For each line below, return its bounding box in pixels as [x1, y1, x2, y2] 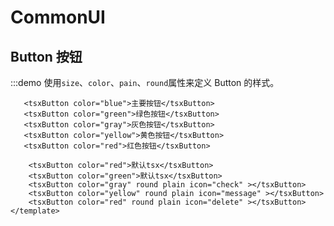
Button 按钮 [10, 48, 83, 65]
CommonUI [10, 6, 106, 29]
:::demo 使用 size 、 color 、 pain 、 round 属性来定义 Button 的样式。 [10, 77, 280, 88]
